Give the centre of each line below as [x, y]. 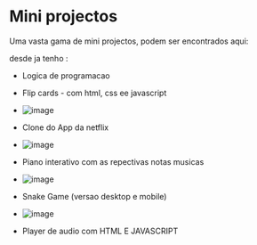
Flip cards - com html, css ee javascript [94, 93]
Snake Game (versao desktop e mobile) [94, 196]
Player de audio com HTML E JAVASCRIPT [100, 231]
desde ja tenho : [39, 58]
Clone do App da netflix [65, 127]
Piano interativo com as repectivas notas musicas [113, 161]
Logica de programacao [66, 75]
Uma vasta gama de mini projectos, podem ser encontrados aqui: [129, 41]
